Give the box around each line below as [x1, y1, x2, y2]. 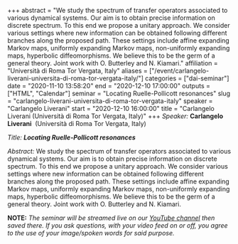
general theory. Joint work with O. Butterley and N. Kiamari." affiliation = [7, 59, 218, 67]
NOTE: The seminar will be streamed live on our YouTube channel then [7, 213, 215, 222]
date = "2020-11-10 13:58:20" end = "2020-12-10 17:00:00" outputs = [7, 82, 211, 90]
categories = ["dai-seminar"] [145, 74, 229, 83]
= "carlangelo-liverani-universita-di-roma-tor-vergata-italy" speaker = [7, 97, 213, 105]
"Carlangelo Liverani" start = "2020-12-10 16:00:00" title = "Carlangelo [7, 105, 215, 112]
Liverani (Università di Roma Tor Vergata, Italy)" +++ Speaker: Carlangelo [7, 112, 224, 120]
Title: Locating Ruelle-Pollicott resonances [7, 133, 136, 142]
